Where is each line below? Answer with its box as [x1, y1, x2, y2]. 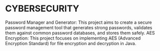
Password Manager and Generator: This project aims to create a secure [5, 19, 152, 25]
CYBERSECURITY [5, 3, 80, 14]
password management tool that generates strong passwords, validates [5, 24, 153, 30]
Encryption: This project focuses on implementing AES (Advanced [5, 35, 141, 41]
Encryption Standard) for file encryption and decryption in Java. [5, 40, 137, 46]
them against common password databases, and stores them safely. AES [5, 30, 156, 36]
